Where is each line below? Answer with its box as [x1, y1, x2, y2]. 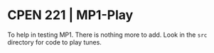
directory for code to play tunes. [7, 37, 102, 46]
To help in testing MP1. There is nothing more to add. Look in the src [7, 30, 208, 39]
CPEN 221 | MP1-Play [7, 7, 134, 23]
